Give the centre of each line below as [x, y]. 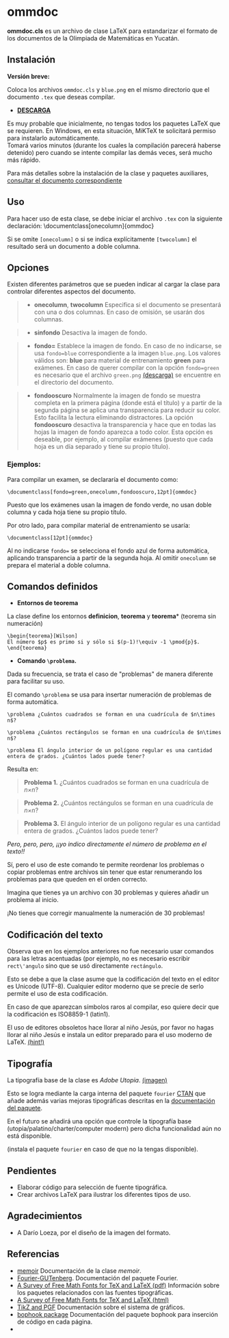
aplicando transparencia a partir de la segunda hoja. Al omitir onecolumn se [112, 558]
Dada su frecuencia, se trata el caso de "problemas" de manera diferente [110, 674]
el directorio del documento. [74, 382]
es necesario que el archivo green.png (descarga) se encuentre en [127, 375]
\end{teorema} [27, 648]
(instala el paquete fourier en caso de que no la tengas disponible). [103, 1150]
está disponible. [30, 1136]
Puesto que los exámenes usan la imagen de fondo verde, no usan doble [109, 504]
